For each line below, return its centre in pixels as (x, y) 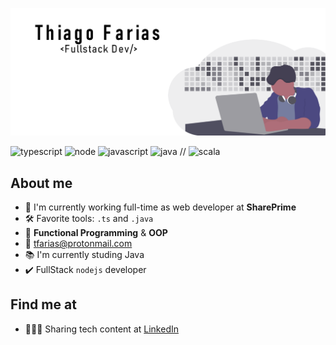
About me (41, 183)
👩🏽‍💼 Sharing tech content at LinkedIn (101, 329)
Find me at (43, 304)
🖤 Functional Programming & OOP (96, 233)
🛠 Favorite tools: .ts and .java (89, 219)
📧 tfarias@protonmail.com (78, 244)
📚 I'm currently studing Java (84, 255)
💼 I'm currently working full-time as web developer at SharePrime (160, 207)
